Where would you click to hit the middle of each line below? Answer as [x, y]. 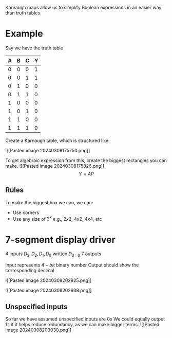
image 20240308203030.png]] [39, 330]
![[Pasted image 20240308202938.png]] [49, 291]
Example [24, 34]
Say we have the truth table [34, 48]
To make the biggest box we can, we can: [49, 202]
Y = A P [86, 174]
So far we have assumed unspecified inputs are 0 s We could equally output [85, 319]
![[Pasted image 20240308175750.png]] [48, 150]
